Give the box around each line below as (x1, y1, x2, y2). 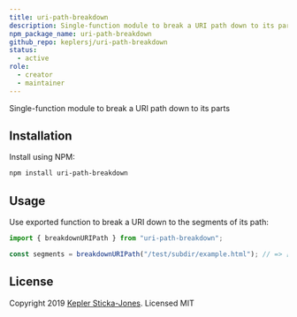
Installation (9, 129, 72, 144)
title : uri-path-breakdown (9, 12, 109, 22)
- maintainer (17, 79, 65, 87)
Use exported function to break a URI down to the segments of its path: (9, 217, 270, 228)
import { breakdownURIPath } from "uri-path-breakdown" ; (9, 234, 224, 243)
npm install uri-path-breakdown (9, 169, 128, 177)
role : (9, 63, 29, 72)
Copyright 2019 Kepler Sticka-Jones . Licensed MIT (9, 298, 194, 308)
